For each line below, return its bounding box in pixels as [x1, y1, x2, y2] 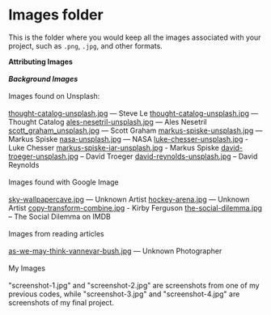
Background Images [8, 74, 78, 83]
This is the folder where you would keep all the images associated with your [8, 32, 261, 42]
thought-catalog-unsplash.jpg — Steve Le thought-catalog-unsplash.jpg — [8, 108, 259, 118]
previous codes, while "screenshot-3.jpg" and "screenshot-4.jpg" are [8, 289, 240, 299]
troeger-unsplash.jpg [8, 151, 79, 161]
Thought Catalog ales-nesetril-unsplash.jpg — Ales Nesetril [8, 117, 208, 126]
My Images [8, 263, 46, 273]
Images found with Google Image [8, 177, 119, 187]
